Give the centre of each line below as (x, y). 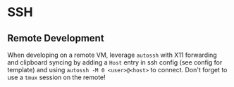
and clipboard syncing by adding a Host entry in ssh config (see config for (115, 62)
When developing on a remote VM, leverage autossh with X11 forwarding (112, 55)
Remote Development (56, 38)
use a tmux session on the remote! (56, 77)
